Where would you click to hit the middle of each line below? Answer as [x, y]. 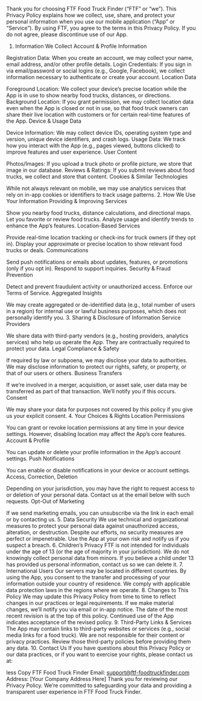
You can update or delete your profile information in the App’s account [93, 452]
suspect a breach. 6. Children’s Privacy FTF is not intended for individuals [98, 545]
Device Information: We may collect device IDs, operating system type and [99, 133]
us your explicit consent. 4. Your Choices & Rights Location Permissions [96, 416]
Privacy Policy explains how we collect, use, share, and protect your [91, 15]
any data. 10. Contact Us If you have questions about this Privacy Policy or [99, 648]
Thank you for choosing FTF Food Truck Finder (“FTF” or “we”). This [91, 9]
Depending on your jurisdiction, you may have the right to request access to [100, 488]
